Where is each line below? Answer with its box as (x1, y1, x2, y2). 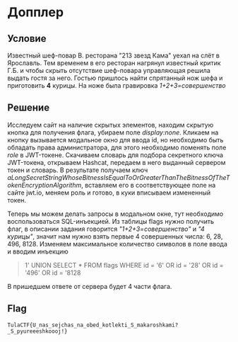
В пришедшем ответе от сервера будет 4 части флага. (7, 282, 172, 290)
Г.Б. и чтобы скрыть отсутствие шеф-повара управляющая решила (7, 67, 210, 74)
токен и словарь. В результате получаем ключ (7, 166, 148, 174)
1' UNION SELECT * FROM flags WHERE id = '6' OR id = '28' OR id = (24, 261, 224, 269)
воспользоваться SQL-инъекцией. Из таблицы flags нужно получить (7, 217, 214, 225)
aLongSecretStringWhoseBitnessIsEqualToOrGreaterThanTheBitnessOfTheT (7, 173, 230, 181)
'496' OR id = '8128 (24, 268, 81, 277)
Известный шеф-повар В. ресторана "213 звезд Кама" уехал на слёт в (7, 51, 220, 59)
